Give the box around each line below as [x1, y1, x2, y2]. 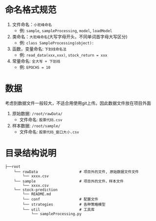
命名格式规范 [5, 4, 57, 16]
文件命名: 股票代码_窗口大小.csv [19, 129, 79, 135]
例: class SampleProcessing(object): [19, 40, 94, 45]
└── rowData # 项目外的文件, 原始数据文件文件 [14, 169, 139, 174]
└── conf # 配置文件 [22, 197, 98, 201]
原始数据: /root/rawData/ [12, 110, 63, 116]
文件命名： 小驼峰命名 [12, 21, 52, 27]
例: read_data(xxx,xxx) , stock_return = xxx [19, 52, 108, 58]
